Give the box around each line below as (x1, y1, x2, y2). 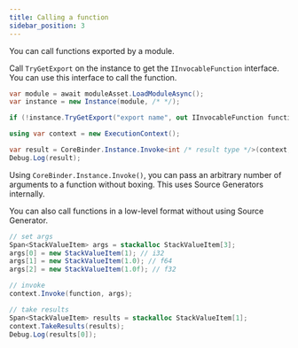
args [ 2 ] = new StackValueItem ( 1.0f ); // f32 (9, 265, 176, 275)
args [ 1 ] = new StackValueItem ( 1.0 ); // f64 (9, 257, 173, 266)
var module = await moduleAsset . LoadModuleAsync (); (9, 89, 204, 98)
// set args (9, 232, 53, 241)
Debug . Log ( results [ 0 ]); (9, 329, 98, 339)
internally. (9, 188, 46, 199)
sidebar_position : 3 (9, 21, 86, 30)
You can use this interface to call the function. (9, 72, 177, 82)
